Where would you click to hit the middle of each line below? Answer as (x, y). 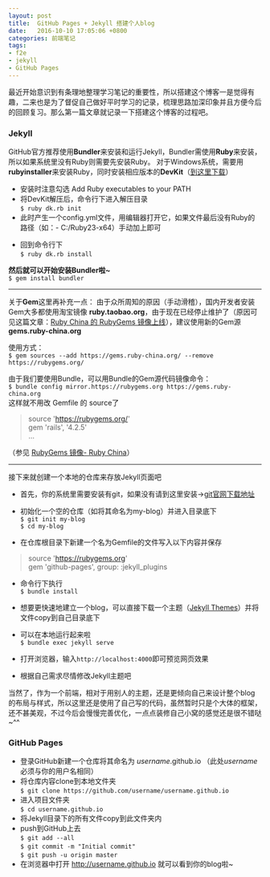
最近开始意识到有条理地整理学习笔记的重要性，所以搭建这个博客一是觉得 (128, 92)
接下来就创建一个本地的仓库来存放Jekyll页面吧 (85, 477)
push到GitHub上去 (50, 829)
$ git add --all (47, 838)
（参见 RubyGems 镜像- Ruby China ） (71, 453)
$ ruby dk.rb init (51, 209)
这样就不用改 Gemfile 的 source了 (64, 403)
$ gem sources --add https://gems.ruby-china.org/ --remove (111, 356)
